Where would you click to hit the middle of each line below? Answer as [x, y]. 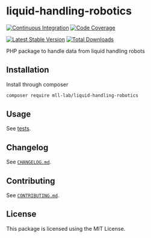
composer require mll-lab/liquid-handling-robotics [72, 95]
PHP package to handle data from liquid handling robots [76, 51]
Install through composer [37, 84]
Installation [28, 70]
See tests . [19, 129]
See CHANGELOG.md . [29, 162]
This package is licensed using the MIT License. [66, 228]
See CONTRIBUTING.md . [33, 195]
